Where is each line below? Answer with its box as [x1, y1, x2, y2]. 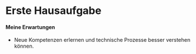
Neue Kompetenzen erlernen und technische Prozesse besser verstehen [14, 37, 191, 44]
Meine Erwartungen [5, 23, 55, 30]
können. [14, 42, 34, 50]
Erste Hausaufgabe [5, 4, 102, 17]
